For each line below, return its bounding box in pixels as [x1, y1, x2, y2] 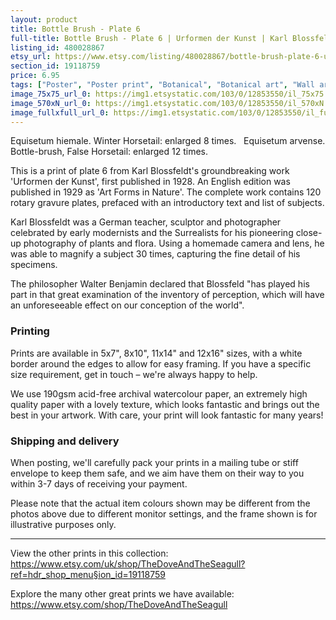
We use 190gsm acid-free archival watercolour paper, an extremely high [10, 387, 308, 400]
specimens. [10, 259, 58, 271]
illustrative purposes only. [10, 518, 117, 530]
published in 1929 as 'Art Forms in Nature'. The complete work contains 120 [10, 186, 322, 198]
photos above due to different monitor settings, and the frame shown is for [10, 507, 318, 520]
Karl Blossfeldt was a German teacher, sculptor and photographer [10, 216, 282, 228]
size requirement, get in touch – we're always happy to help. [10, 368, 258, 380]
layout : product [10, 14, 78, 25]
